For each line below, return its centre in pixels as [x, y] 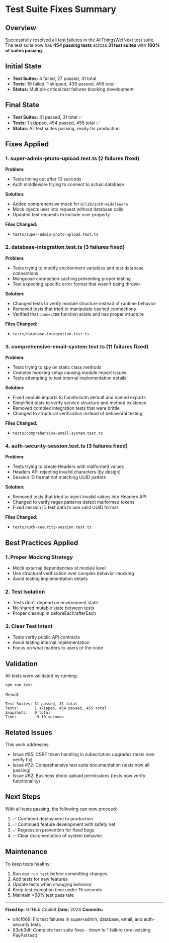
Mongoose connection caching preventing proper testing [72, 278]
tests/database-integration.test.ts [51, 334]
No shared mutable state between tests [53, 608]
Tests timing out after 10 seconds [47, 179]
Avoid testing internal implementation [51, 642]
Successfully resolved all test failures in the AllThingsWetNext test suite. [80, 40]
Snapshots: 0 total [28, 713]
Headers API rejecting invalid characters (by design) [67, 472]
